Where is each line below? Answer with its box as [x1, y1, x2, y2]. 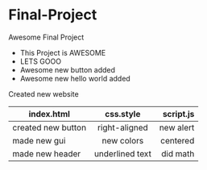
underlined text [93, 147, 151, 159]
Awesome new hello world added [19, 73, 130, 83]
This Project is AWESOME [19, 48, 106, 57]
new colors [101, 135, 144, 146]
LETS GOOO [19, 56, 62, 66]
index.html [28, 108, 71, 119]
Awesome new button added [19, 64, 115, 74]
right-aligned [97, 122, 149, 133]
